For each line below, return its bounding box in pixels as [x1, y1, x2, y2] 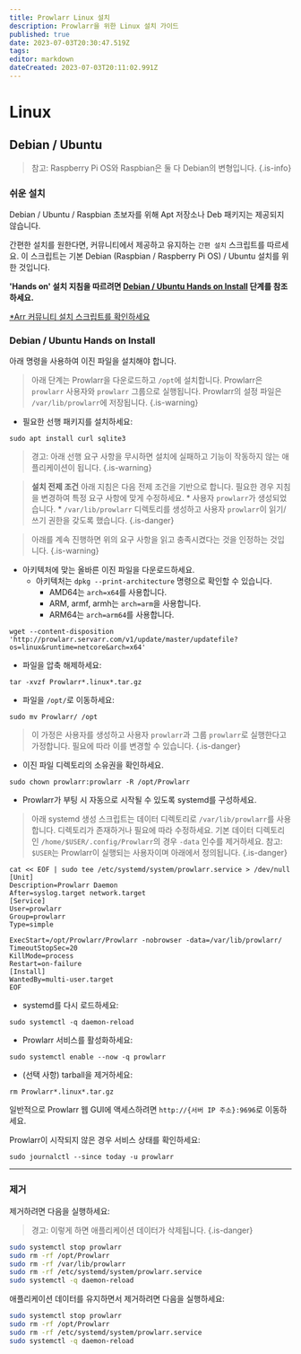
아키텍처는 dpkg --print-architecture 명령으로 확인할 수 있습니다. [35, 576, 273, 586]
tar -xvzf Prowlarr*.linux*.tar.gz [9, 678, 142, 687]
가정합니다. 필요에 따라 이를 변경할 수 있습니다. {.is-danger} [30, 741, 241, 752]
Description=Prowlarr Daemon [9, 881, 118, 890]
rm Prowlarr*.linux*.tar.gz [9, 1087, 115, 1096]
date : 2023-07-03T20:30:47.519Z [9, 38, 130, 48]
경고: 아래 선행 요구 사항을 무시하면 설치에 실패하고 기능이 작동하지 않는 [30, 451, 280, 462]
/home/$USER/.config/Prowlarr [40, 838, 154, 847]
